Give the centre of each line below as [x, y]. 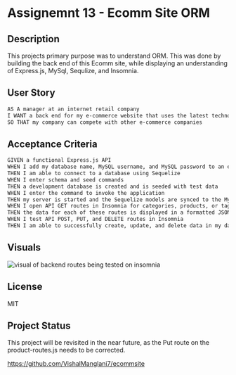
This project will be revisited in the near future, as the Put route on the [108, 343]
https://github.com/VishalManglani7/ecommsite [76, 364]
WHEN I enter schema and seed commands [66, 180]
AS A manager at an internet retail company [73, 109]
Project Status [39, 325]
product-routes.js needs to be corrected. [66, 350]
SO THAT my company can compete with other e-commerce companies [105, 122]
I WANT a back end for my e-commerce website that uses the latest [108, 115]
